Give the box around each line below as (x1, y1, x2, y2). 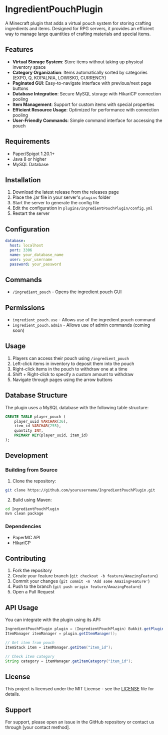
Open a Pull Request (12, 589, 55, 595)
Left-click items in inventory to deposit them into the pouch (12, 360, 134, 366)
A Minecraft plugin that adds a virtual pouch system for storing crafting (5, 20, 151, 26)
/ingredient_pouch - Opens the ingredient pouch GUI (12, 289, 122, 295)
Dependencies (5, 523, 41, 530)
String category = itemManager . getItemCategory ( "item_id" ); (5, 659, 133, 664)
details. (5, 691, 20, 697)
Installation (5, 176, 41, 184)
